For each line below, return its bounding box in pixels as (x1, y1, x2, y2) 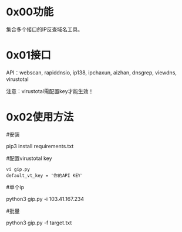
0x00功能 (6, 5, 54, 19)
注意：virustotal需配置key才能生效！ (6, 87, 94, 94)
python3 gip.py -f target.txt (6, 219, 72, 226)
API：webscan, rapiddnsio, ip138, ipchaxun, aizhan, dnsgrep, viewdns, (6, 69, 177, 76)
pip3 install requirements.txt (6, 142, 74, 149)
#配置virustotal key (6, 155, 52, 162)
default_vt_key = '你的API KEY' (6, 172, 83, 179)
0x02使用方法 (6, 111, 74, 124)
